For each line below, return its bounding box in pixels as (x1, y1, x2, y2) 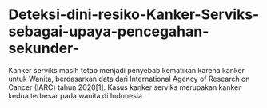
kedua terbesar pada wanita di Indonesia (8, 91, 142, 100)
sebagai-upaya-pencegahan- (8, 22, 209, 40)
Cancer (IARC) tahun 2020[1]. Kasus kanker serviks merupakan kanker (8, 82, 241, 92)
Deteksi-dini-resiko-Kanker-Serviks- (8, 6, 260, 24)
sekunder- (8, 40, 80, 57)
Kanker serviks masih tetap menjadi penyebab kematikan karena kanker (8, 65, 245, 75)
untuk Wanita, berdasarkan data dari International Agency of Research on (8, 74, 250, 83)
